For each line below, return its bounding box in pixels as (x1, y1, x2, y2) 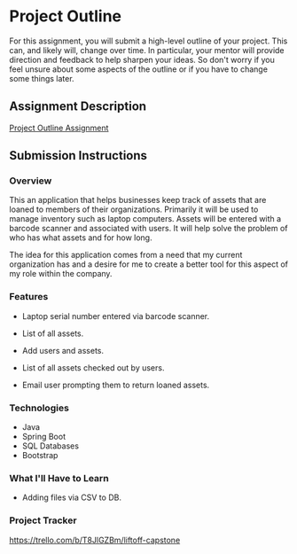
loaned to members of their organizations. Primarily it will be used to (9, 204, 259, 215)
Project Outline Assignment (9, 122, 109, 133)
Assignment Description (9, 99, 147, 114)
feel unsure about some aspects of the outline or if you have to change (9, 64, 269, 74)
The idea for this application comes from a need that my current (9, 250, 243, 261)
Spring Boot (21, 432, 66, 442)
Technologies (9, 402, 69, 414)
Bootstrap (21, 450, 59, 461)
